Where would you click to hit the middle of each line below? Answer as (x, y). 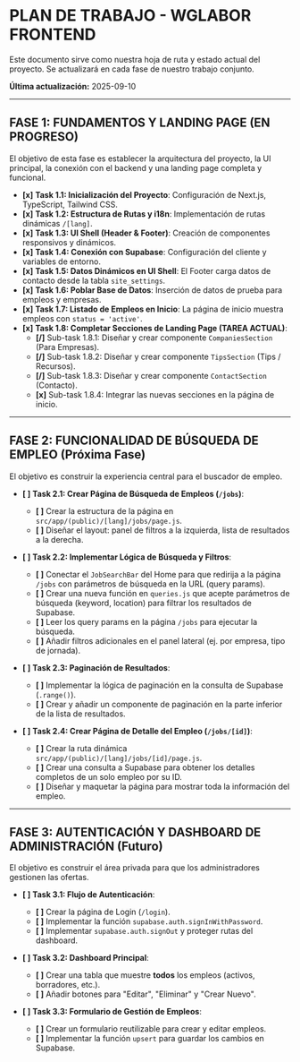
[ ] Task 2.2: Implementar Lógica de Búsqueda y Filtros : (127, 557)
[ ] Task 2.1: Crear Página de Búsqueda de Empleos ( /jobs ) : (133, 493)
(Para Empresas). (67, 347)
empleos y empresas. (62, 299)
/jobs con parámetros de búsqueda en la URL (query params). (150, 584)
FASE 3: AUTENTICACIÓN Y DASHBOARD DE (135, 832)
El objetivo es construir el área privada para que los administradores (135, 868)
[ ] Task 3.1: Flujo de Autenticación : (88, 895)
